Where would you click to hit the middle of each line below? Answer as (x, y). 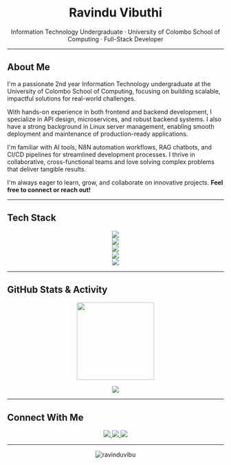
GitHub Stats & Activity (57, 290)
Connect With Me (45, 417)
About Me (29, 67)
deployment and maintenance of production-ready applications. (98, 134)
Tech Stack (32, 218)
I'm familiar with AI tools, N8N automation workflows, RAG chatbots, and (109, 147)
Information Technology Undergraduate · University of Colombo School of (115, 32)
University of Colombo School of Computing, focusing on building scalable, (114, 91)
